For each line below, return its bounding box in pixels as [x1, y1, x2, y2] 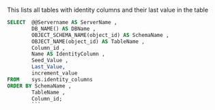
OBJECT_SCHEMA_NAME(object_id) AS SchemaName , [31, 31, 169, 38]
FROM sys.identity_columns [7, 76, 94, 83]
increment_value [31, 70, 78, 77]
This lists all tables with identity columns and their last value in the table [7, 6, 209, 14]
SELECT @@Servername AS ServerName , [7, 19, 117, 26]
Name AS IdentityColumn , [31, 51, 106, 57]
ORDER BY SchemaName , [7, 82, 72, 90]
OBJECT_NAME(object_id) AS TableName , [31, 38, 145, 45]
